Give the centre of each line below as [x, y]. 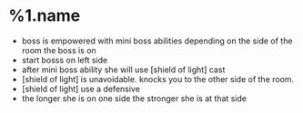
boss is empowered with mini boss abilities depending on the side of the [157, 41]
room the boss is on [59, 50]
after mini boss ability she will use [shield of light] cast [123, 70]
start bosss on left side [65, 60]
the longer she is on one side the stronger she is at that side [134, 98]
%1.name [45, 16]
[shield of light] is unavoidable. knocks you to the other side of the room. [158, 79]
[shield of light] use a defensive [81, 89]
